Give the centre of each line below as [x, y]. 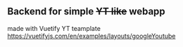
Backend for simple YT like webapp [86, 12]
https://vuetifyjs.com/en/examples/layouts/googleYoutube [91, 36]
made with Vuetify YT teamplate [54, 28]
